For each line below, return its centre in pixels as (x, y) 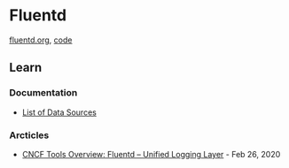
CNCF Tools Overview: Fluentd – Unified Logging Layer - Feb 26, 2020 (151, 154)
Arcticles (29, 135)
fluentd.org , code (41, 40)
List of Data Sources (59, 112)
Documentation (43, 93)
